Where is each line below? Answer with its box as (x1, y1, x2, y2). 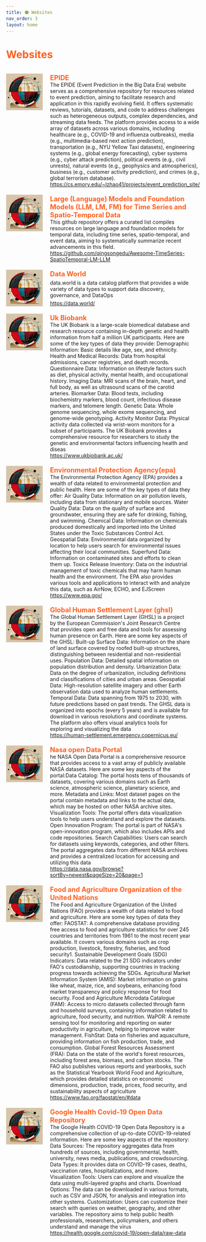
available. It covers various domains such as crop (50, 939, 169, 946)
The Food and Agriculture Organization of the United (50, 901, 177, 908)
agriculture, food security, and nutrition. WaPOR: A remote (50, 1013, 190, 1020)
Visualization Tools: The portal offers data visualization (50, 809, 182, 816)
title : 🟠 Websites (6, 9, 53, 15)
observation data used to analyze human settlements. (50, 688, 180, 695)
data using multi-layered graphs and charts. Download (50, 1180, 181, 1187)
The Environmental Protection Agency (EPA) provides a (50, 474, 183, 481)
